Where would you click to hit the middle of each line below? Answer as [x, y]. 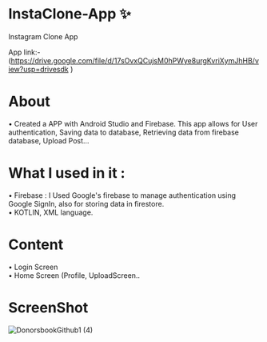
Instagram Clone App [43, 36]
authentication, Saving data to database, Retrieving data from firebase [124, 132]
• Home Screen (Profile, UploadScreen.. [74, 275]
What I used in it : [67, 173]
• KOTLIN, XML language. [51, 212]
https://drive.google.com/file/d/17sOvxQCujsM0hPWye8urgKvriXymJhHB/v [135, 60]
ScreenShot [48, 307]
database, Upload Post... [49, 140]
